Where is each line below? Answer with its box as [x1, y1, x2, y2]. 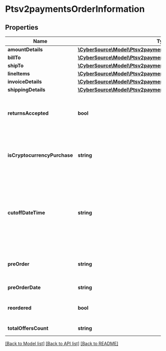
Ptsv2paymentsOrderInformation [5, 3, 145, 15]
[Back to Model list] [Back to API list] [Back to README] [5, 341, 119, 347]
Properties [5, 23, 39, 32]
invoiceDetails [7, 78, 42, 85]
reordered [7, 305, 32, 311]
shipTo [7, 62, 24, 69]
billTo [7, 54, 21, 61]
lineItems [7, 70, 30, 77]
